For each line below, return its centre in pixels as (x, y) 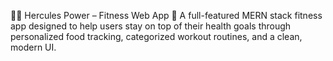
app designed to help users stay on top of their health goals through (151, 26)
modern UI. (33, 47)
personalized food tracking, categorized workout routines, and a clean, (156, 36)
